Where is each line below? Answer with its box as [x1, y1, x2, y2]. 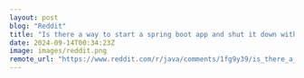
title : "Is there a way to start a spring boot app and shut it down [9, 30, 278, 39]
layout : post [9, 13, 59, 22]
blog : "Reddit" [9, 22, 67, 30]
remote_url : [9, 55, 54, 64]
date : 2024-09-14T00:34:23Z [9, 38, 116, 48]
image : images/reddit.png [9, 47, 107, 56]
